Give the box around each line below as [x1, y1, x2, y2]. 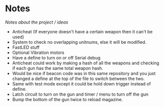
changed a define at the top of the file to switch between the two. [12, 76, 145, 81]
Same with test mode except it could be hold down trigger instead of [12, 80, 151, 86]
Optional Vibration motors [12, 50, 65, 55]
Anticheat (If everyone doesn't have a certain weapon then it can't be [12, 28, 153, 34]
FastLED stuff [12, 44, 40, 50]
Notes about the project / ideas [5, 19, 69, 25]
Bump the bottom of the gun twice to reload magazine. [12, 96, 123, 102]
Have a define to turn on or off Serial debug [12, 54, 101, 60]
